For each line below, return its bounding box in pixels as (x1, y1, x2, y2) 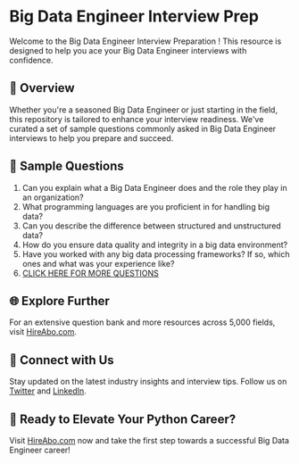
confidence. (9, 54, 54, 65)
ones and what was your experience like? (21, 258, 175, 269)
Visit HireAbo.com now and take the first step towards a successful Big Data (9, 435, 290, 445)
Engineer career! (9, 444, 71, 455)
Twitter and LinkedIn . (9, 385, 87, 396)
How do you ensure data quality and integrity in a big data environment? (21, 239, 288, 250)
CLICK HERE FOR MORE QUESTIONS (21, 268, 159, 278)
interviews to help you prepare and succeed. (9, 132, 174, 144)
